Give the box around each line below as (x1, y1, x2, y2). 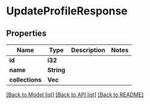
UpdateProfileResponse (6, 4, 128, 18)
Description (71, 46, 106, 54)
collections (9, 76, 42, 84)
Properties (6, 28, 47, 38)
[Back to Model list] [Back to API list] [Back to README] (6, 91, 144, 98)
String (47, 66, 66, 74)
